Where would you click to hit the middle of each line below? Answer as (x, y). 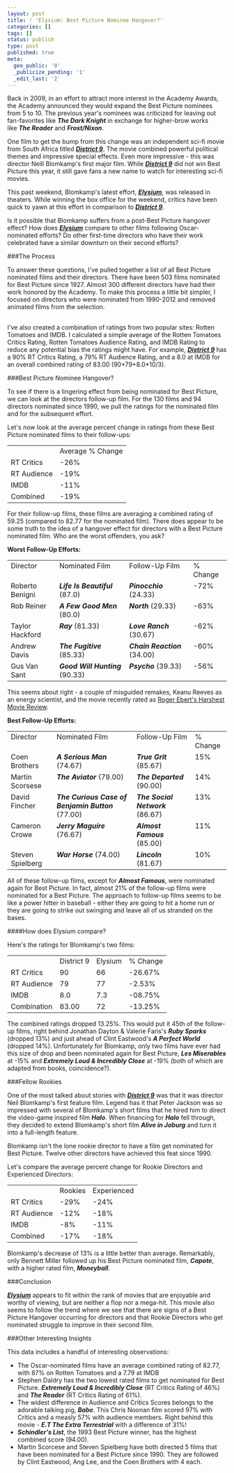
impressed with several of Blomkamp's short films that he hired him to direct (117, 1110)
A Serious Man (82, 757)
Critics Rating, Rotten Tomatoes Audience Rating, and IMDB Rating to (106, 342)
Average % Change (91, 451)
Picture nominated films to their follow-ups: (69, 434)
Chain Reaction (155, 646)
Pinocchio (146, 586)
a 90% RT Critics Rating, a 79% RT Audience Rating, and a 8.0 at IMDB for (114, 357)
